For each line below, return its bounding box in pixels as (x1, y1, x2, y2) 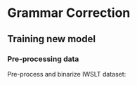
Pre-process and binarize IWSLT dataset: (7, 70, 126, 78)
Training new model (7, 33, 96, 45)
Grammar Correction (7, 5, 131, 21)
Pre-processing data (7, 54, 79, 64)
